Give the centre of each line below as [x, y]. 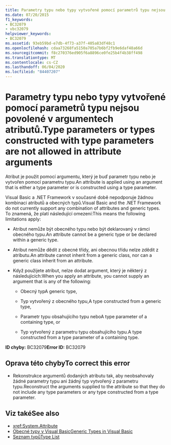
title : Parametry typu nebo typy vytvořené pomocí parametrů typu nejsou [86, 10]
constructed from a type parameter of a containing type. [80, 337]
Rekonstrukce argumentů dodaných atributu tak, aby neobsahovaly [83, 375]
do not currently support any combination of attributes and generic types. [83, 208]
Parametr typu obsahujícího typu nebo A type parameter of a [83, 316]
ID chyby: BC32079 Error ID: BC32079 [45, 347]
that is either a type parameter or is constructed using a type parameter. [81, 187]
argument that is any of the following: [52, 281]
